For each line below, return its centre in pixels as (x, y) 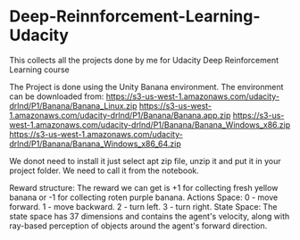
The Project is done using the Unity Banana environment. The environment (146, 87)
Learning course (39, 70)
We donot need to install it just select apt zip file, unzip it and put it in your (145, 161)
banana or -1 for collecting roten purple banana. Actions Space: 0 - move (144, 197)
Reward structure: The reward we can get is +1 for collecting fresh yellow (144, 187)
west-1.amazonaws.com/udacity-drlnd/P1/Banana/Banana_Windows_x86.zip (150, 124)
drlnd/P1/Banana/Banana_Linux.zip (73, 105)
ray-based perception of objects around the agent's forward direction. (138, 226)
